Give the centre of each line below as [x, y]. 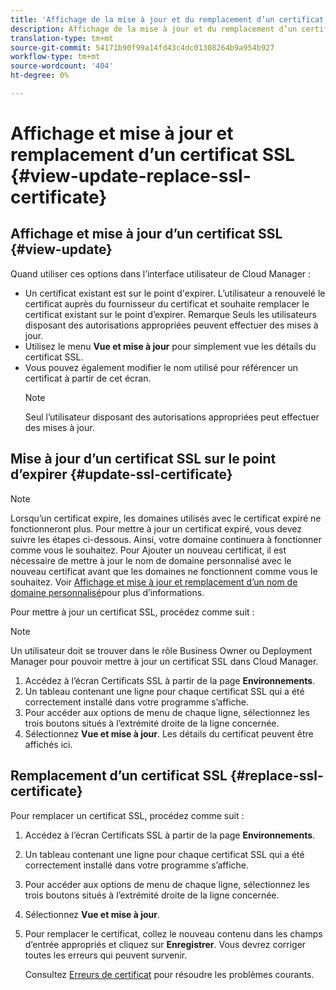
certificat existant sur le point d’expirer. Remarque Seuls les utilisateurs [170, 314]
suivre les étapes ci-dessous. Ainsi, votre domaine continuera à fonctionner [166, 539]
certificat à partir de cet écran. [88, 378]
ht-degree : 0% [40, 76]
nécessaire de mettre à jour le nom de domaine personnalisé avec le [151, 560]
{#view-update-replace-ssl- [131, 176]
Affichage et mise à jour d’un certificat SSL [146, 234]
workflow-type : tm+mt [55, 57]
